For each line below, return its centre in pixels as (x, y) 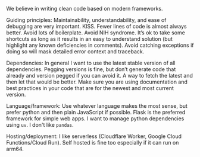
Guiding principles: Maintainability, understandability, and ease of (86, 20)
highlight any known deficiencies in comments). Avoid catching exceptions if (100, 45)
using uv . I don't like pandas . (40, 125)
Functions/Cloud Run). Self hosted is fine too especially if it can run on (93, 142)
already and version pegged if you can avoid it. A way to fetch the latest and (100, 76)
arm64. (15, 149)
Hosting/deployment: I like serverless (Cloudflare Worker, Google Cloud (94, 136)
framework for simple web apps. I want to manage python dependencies (95, 118)
